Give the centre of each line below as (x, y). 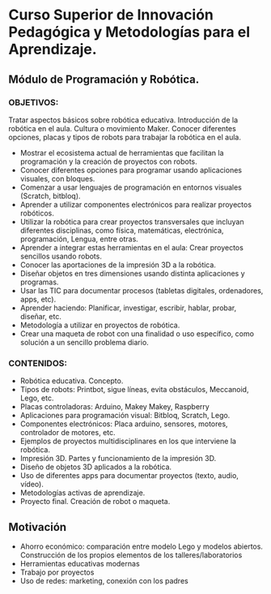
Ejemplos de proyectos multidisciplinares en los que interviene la (128, 441)
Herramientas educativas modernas (80, 563)
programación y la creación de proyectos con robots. (109, 161)
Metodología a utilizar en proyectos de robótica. (100, 325)
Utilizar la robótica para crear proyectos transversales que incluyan (132, 221)
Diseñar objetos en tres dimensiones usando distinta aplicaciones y (132, 273)
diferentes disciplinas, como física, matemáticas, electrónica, (122, 230)
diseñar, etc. (41, 316)
